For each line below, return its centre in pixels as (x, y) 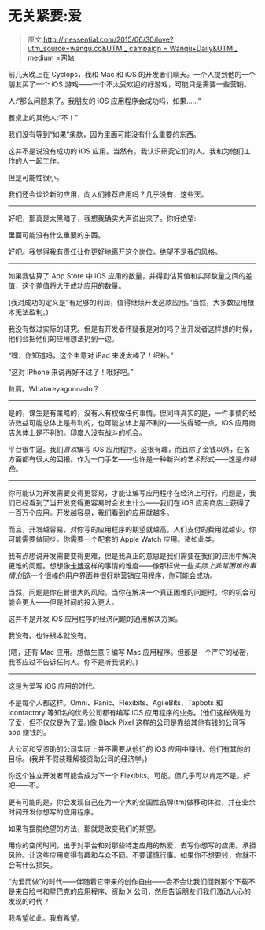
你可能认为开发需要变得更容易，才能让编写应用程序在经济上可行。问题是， (129, 493)
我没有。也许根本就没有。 (50, 635)
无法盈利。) (32, 312)
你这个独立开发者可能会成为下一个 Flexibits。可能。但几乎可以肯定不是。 (126, 775)
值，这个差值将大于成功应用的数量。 (67, 285)
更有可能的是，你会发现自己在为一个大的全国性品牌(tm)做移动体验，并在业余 (132, 802)
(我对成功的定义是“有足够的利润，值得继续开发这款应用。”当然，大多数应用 (128, 302)
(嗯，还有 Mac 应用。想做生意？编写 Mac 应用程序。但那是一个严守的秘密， (131, 652)
